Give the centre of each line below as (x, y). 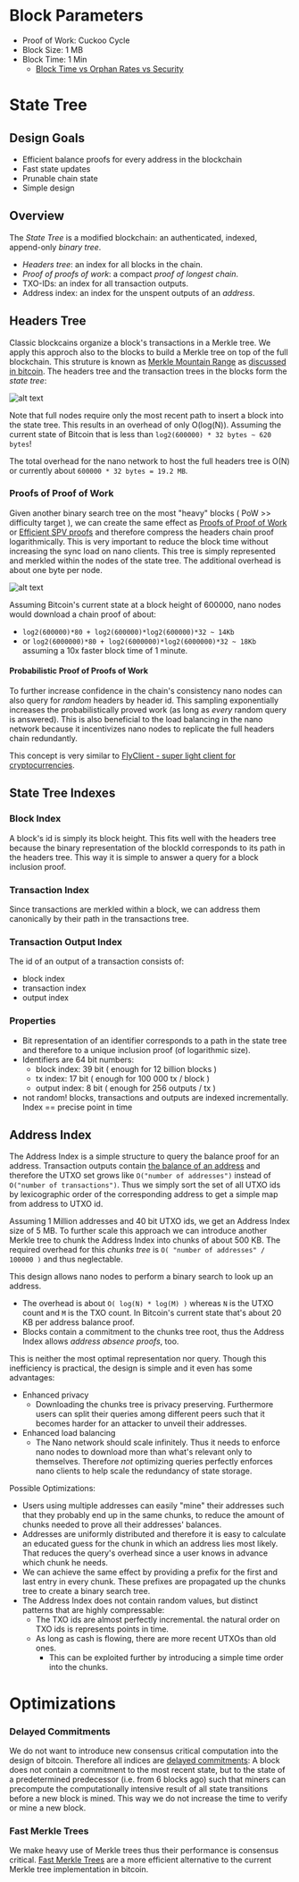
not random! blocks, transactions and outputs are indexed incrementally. (155, 1097)
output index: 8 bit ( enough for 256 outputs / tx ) (125, 1088)
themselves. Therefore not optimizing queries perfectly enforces (154, 1462)
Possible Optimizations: (53, 1489)
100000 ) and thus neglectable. (66, 1259)
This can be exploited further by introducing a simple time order (166, 1658)
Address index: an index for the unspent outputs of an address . (138, 292)
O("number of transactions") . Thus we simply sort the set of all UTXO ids (145, 1185)
